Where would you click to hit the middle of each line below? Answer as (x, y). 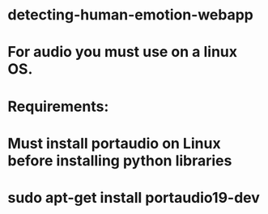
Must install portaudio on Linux (114, 143)
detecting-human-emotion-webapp (131, 15)
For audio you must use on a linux (123, 52)
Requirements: (58, 106)
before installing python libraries (120, 160)
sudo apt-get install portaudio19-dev (134, 197)
